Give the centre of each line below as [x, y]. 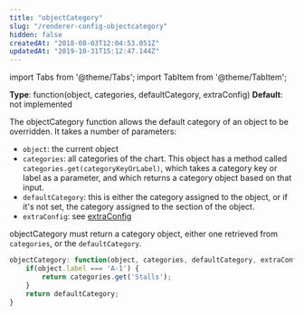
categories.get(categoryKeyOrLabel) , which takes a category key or [150, 168]
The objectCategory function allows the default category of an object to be [149, 122]
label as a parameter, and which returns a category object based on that [157, 178]
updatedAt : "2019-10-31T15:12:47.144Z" [85, 52]
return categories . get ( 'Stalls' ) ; [107, 277]
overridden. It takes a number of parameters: [93, 131]
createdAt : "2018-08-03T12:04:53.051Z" [85, 43]
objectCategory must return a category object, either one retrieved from [144, 234]
